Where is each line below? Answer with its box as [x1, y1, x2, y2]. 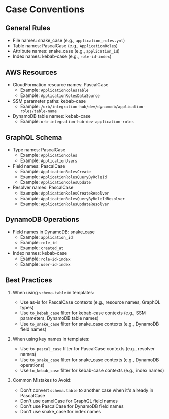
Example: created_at [20, 245, 64, 251]
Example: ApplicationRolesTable [20, 87, 89, 93]
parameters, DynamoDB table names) [20, 315, 99, 321]
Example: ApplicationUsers [20, 157, 78, 164]
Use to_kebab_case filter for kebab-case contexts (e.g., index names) [20, 367, 164, 374]
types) [20, 305, 34, 311]
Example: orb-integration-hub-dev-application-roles [20, 118, 134, 124]
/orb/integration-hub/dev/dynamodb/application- [40, 104, 146, 109]
